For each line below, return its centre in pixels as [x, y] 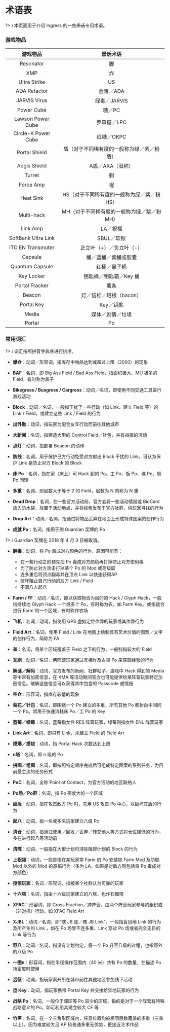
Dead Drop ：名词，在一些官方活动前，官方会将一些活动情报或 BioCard [86, 501]
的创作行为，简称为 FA [36, 638]
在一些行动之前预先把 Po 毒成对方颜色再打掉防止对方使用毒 [82, 561]
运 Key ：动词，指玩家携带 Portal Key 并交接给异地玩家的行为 [76, 990]
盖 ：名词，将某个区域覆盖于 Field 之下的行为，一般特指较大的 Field [82, 649]
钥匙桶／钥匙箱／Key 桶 [111, 276]
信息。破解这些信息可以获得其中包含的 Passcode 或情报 [75, 683]
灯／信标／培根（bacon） [112, 296]
